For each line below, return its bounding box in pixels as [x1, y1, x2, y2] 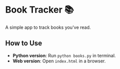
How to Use [5, 39, 43, 48]
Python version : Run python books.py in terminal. [12, 52, 116, 58]
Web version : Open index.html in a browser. [12, 58, 106, 64]
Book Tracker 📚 [5, 4, 74, 16]
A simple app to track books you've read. [5, 24, 91, 30]
